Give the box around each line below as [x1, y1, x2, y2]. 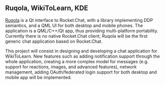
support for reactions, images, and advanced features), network [5, 64, 137, 70]
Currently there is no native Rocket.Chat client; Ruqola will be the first [5, 33, 148, 39]
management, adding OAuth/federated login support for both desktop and [5, 69, 157, 75]
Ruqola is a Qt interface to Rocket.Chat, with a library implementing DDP [5, 17, 153, 23]
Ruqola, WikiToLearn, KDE [5, 4, 88, 12]
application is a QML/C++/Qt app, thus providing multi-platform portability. [5, 27, 159, 34]
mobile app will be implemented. [5, 74, 72, 80]
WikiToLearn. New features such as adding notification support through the [5, 53, 161, 59]
